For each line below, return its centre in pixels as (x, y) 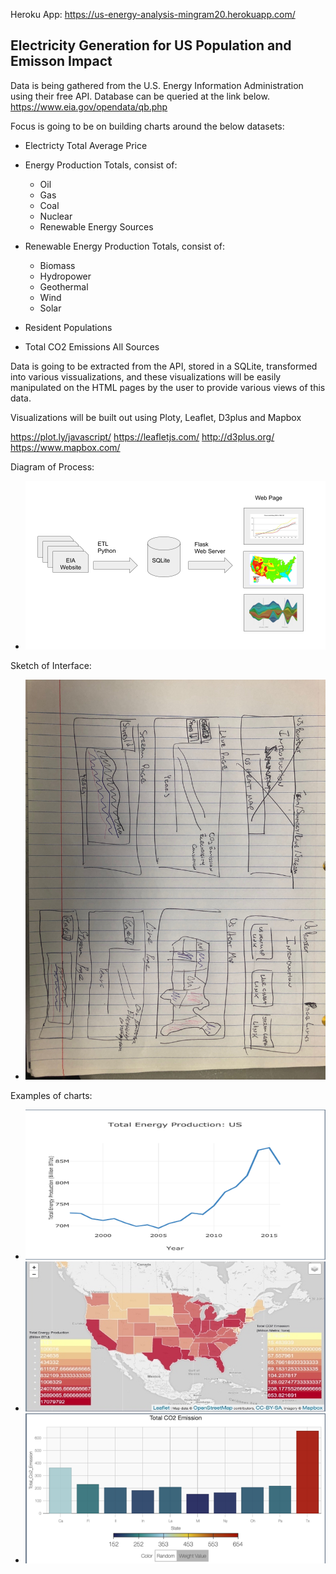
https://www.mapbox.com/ (65, 447)
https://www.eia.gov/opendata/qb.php (89, 106)
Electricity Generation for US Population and (151, 45)
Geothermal (64, 286)
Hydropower (65, 276)
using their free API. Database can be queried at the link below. (140, 96)
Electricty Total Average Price (86, 145)
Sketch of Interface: (51, 665)
